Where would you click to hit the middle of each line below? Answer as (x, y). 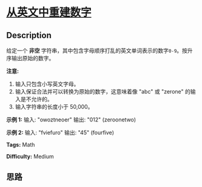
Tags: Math (21, 144)
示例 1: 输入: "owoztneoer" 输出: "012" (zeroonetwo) (71, 120)
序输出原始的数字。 (30, 58)
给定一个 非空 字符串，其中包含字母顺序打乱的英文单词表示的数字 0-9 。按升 (99, 50)
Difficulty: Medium (30, 156)
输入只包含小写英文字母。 (47, 84)
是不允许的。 (36, 99)
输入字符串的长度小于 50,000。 (54, 107)
